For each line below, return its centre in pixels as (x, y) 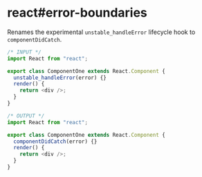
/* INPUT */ (24, 52)
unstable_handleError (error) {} (60, 78)
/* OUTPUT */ (26, 116)
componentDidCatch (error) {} (55, 141)
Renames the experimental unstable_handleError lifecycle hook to (101, 32)
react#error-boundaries (77, 13)
